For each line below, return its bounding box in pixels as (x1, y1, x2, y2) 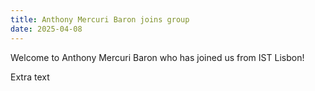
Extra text (10, 71, 50, 83)
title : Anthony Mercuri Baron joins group (10, 14, 190, 25)
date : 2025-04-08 (10, 24, 83, 34)
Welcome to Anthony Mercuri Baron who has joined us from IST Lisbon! (10, 51, 305, 63)
